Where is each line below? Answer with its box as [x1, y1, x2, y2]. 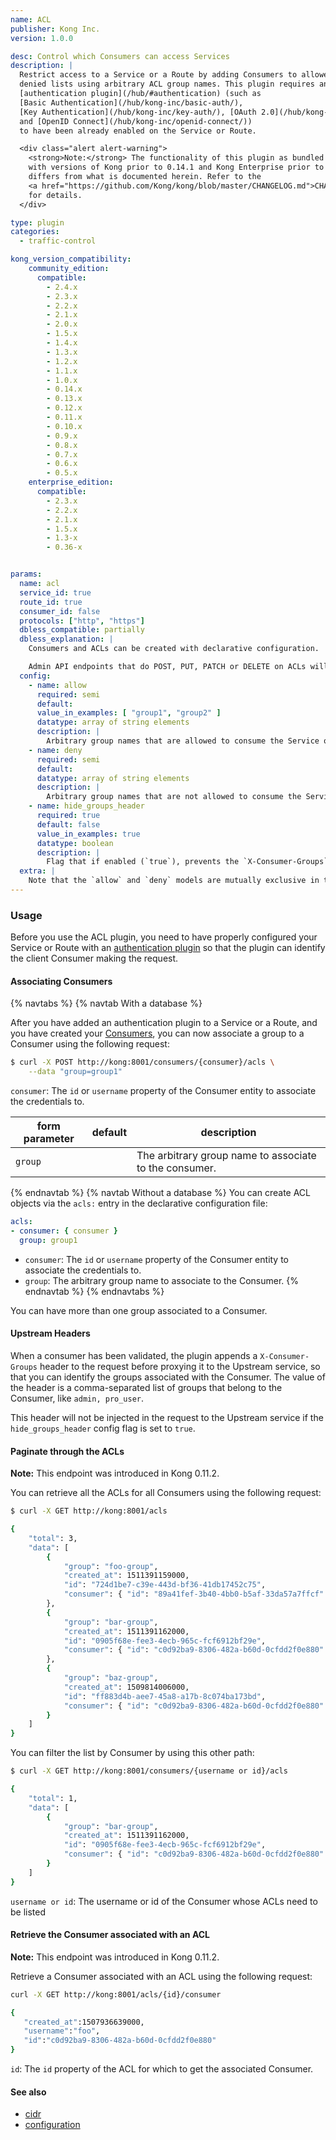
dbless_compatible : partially [19, 625, 145, 635]
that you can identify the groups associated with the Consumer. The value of [10, 1371, 326, 1383]
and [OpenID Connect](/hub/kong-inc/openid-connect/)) [19, 116, 253, 126]
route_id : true [19, 597, 83, 607]
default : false [36, 819, 101, 830]
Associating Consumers [10, 975, 113, 987]
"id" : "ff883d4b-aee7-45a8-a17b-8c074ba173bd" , [63, 1691, 267, 1701]
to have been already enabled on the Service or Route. [19, 126, 257, 136]
